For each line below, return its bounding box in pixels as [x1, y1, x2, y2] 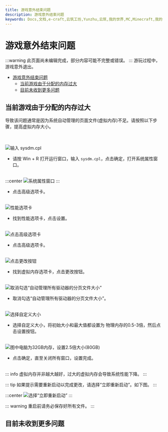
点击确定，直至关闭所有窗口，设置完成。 [12, 355, 96, 361]
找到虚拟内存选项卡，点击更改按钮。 [12, 269, 87, 275]
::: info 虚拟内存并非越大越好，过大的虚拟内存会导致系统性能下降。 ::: [5, 371, 147, 377]
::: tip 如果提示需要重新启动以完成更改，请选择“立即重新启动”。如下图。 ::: [5, 382, 157, 388]
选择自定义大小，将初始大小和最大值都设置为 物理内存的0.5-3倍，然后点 [12, 322, 161, 328]
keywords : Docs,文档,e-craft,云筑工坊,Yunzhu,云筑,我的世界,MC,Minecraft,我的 [5, 17, 162, 22]
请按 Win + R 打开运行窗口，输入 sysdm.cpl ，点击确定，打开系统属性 [12, 156, 153, 162]
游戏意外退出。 [5, 64, 36, 70]
